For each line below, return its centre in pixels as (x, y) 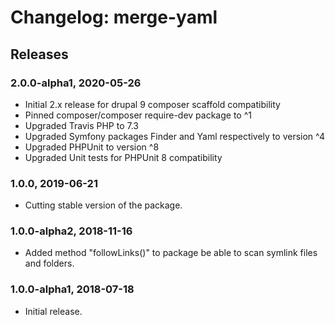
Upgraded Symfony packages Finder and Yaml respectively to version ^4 (175, 136)
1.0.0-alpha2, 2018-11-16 (71, 231)
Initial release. (53, 311)
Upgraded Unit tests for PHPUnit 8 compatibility (123, 157)
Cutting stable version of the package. (103, 205)
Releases (39, 54)
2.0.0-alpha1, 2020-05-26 (76, 83)
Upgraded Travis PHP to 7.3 (81, 125)
